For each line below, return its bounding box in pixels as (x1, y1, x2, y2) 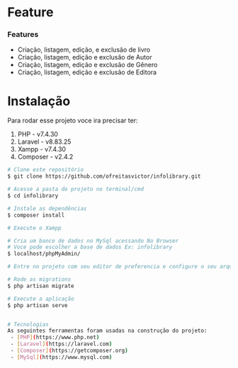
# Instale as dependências (7, 205, 87, 212)
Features (7, 30, 39, 40)
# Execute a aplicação (7, 295, 74, 302)
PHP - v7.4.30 (17, 130, 59, 139)
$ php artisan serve (7, 301, 69, 309)
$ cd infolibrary (7, 192, 59, 200)
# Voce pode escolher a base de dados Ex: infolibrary (7, 243, 173, 251)
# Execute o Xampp (7, 224, 62, 231)
